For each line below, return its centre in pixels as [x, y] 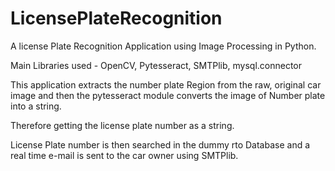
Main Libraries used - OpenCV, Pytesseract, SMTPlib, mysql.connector [156, 65]
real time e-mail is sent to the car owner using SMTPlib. [124, 155]
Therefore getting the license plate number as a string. [122, 125]
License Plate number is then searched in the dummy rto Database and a [160, 144]
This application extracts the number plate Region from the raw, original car [166, 84]
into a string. [36, 106]
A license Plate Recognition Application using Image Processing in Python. [163, 46]
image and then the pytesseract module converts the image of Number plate [168, 95]
